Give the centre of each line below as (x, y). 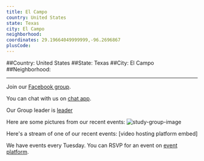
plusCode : (19, 46)
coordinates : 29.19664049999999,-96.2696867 (63, 40)
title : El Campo (27, 12)
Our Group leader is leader (39, 110)
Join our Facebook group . (39, 87)
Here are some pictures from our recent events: (66, 122)
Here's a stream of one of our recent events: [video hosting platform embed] (102, 133)
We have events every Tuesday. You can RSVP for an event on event (92, 145)
